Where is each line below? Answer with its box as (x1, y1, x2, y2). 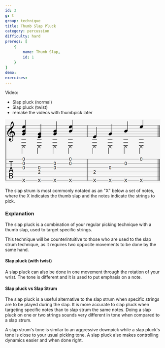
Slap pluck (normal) (12, 99, 53, 105)
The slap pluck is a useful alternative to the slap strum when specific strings (5, 296, 160, 302)
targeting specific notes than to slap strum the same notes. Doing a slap (5, 307, 151, 313)
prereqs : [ (5, 39, 28, 44)
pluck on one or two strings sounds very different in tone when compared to (5, 312, 160, 318)
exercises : (5, 75, 28, 81)
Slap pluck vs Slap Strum (5, 285, 58, 291)
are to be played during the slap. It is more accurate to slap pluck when (5, 302, 149, 308)
